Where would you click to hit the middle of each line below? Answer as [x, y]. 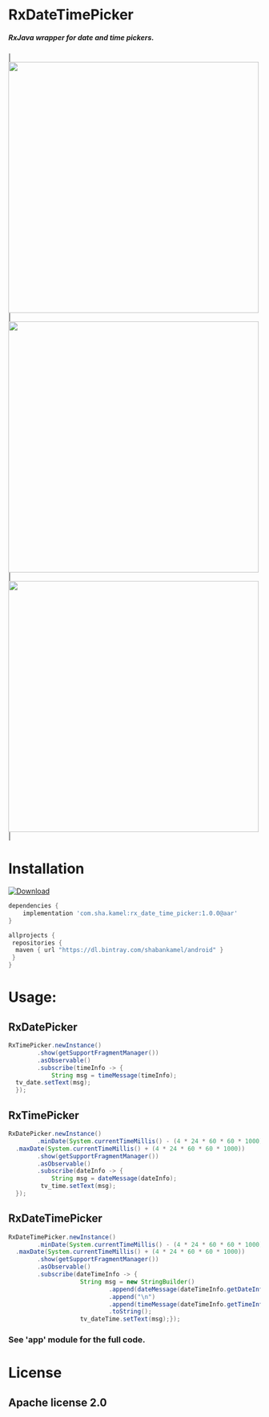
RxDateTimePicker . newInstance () [62, 1237]
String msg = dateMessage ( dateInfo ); [114, 1178]
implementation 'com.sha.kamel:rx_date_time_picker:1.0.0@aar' [130, 913]
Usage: [33, 997]
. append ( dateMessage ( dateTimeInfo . [168, 1289]
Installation [46, 869]
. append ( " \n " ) [132, 1297]
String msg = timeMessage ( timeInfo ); [114, 1075]
